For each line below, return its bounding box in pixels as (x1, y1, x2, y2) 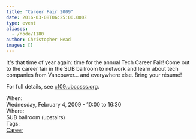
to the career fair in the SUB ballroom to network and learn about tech (6, 65, 179, 72)
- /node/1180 (11, 31, 44, 37)
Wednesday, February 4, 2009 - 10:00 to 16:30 (6, 101, 122, 108)
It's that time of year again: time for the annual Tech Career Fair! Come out (6, 58, 190, 66)
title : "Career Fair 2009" (6, 8, 74, 15)
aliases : (6, 25, 28, 32)
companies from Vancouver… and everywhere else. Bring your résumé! (6, 71, 182, 78)
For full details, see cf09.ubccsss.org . (6, 83, 100, 90)
